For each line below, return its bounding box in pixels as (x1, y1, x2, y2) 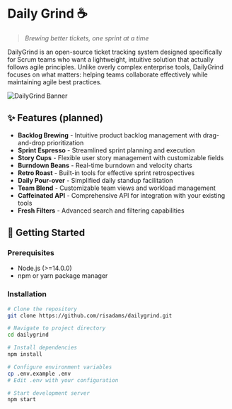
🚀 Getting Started (7, 227, 86, 239)
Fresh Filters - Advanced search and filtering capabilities (17, 206, 185, 215)
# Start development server (7, 389, 91, 397)
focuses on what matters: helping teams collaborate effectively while (7, 70, 208, 79)
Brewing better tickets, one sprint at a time (24, 33, 149, 43)
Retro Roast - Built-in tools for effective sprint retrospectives (17, 168, 195, 177)
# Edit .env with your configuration (7, 376, 119, 383)
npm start (7, 396, 37, 403)
